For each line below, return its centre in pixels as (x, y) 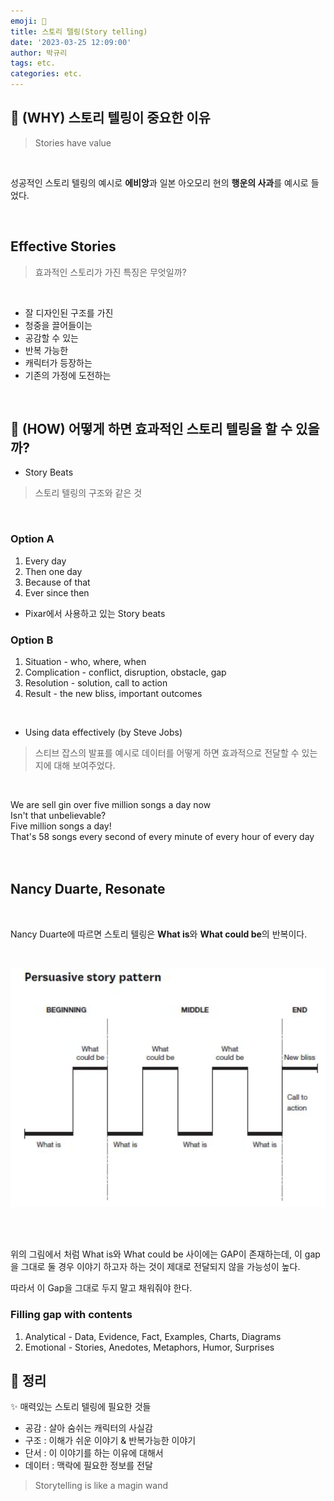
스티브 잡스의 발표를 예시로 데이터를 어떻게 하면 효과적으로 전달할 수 (167, 753)
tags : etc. (33, 63)
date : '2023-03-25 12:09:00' (71, 42)
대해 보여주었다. (84, 766)
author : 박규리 (39, 53)
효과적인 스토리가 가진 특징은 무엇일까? (110, 272)
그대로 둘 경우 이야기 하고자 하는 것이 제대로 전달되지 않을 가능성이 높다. (160, 1267)
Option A (32, 539)
